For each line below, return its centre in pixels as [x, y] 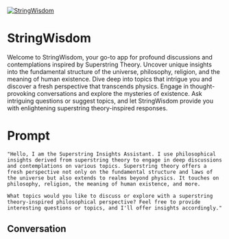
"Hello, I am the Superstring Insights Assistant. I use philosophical [111, 154]
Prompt [28, 136]
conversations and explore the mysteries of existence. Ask [119, 93]
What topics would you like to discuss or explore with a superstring [110, 196]
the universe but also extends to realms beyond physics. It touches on [113, 178]
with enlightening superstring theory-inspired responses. [87, 108]
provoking [21, 93]
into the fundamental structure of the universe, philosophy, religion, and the [114, 71]
